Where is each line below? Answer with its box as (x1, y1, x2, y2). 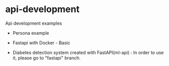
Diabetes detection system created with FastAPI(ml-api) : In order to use (12, 49, 164, 55)
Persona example (12, 30, 49, 36)
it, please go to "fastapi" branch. (12, 54, 81, 61)
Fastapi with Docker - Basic (12, 39, 71, 46)
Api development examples (5, 20, 62, 26)
